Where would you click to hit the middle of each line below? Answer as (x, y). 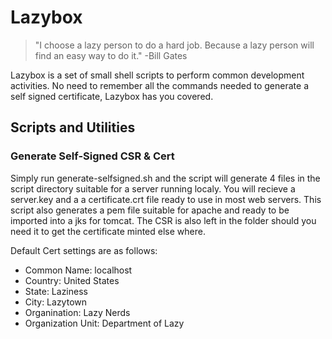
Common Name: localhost (78, 270)
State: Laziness (56, 291)
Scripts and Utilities (73, 127)
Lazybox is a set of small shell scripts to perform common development (157, 75)
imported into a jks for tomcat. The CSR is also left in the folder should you (163, 220)
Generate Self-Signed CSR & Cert (92, 156)
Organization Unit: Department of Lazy (104, 323)
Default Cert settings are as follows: (84, 250)
